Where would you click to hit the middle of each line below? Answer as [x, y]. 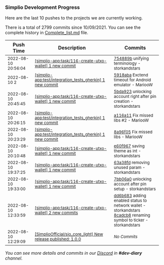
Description [72, 48]
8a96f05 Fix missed [133, 132]
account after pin [130, 184]
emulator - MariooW [133, 85]
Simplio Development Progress [42, 7]
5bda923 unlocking [133, 92]
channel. [14, 258]
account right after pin [135, 96]
